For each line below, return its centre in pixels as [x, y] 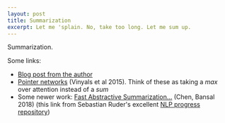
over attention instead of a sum [63, 90]
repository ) [34, 112]
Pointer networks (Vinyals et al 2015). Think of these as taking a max [117, 82]
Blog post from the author [55, 74]
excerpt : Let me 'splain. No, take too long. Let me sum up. [99, 27]
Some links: [24, 61]
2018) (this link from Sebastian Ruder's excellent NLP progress [109, 105]
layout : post [27, 14]
